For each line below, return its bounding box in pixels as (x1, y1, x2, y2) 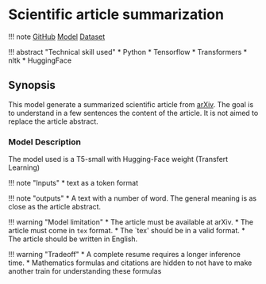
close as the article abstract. (8, 202, 102, 212)
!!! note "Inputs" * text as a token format (8, 178, 139, 188)
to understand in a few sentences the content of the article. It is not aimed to (8, 108, 259, 117)
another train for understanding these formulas (8, 267, 162, 276)
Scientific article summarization (8, 6, 225, 24)
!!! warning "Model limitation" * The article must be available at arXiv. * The (8, 217, 254, 227)
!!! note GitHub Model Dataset (8, 32, 106, 41)
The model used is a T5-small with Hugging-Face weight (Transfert (8, 155, 229, 164)
